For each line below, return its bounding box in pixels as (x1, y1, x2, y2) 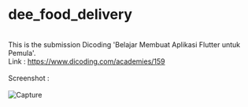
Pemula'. (8, 48, 36, 57)
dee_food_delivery (8, 6, 132, 24)
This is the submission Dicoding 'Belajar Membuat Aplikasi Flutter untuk (8, 39, 241, 49)
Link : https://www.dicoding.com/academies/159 (8, 57, 165, 66)
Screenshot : (8, 73, 50, 83)
